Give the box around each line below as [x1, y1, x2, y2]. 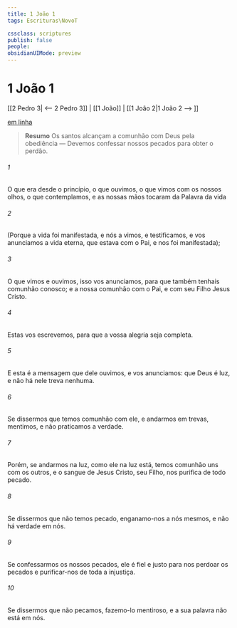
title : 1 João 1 [7, 10, 56, 18]
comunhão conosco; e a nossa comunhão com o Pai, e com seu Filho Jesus [7, 284, 230, 293]
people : [7, 43, 31, 51]
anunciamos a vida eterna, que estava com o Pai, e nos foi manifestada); [7, 239, 221, 247]
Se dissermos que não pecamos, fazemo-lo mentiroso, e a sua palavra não [7, 606, 228, 614]
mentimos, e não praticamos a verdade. [7, 422, 124, 431]
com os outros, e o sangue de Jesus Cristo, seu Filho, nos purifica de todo [7, 468, 226, 477]
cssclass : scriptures [7, 30, 72, 37]
